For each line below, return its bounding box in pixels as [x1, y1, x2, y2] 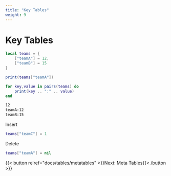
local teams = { [5, 51, 40, 56]
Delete [5, 140, 19, 146]
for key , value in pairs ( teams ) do [5, 84, 79, 89]
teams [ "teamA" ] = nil [5, 150, 52, 156]
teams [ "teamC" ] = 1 [5, 131, 47, 137]
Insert [5, 121, 18, 128]
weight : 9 [5, 12, 27, 17]
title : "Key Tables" [5, 7, 50, 13]
